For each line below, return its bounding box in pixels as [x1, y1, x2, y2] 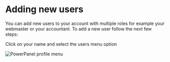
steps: [5, 31, 18, 37]
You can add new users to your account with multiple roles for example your [5, 20, 165, 26]
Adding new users [5, 4, 84, 15]
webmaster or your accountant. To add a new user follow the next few [5, 25, 152, 32]
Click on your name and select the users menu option [5, 41, 117, 47]
